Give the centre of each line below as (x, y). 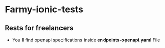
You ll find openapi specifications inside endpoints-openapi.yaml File (86, 40)
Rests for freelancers (39, 28)
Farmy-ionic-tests (44, 9)
